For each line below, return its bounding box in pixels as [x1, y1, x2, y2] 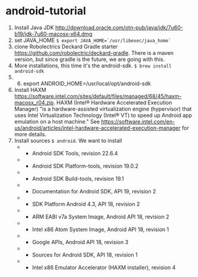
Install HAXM [14, 86, 47, 93]
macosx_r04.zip [14, 99, 54, 106]
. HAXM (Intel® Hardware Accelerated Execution [53, 99, 172, 106]
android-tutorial [5, 4, 86, 18]
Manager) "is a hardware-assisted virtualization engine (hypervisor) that [14, 105, 192, 112]
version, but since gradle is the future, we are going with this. [14, 56, 165, 63]
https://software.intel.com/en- [101, 118, 175, 125]
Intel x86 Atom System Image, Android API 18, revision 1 [32, 226, 169, 233]
